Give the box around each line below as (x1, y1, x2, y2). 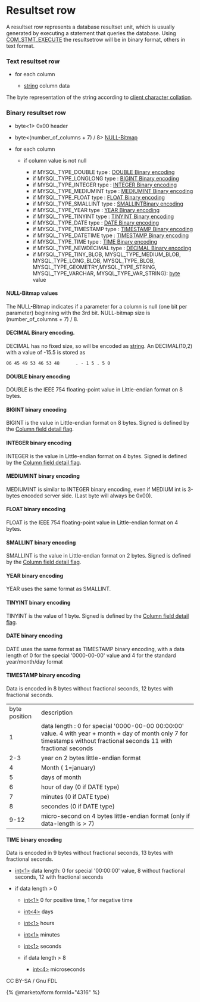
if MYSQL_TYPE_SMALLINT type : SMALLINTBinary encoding (32, 200, 183, 207)
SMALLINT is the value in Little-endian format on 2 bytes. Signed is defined (6, 552, 191, 559)
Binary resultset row (6, 108, 67, 117)
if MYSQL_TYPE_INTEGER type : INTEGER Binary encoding (32, 181, 177, 188)
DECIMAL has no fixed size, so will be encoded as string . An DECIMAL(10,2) (6, 342, 193, 349)
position (9, 712, 32, 720)
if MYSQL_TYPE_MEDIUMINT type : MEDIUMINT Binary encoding (32, 187, 193, 194)
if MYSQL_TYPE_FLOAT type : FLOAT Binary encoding (32, 194, 165, 201)
